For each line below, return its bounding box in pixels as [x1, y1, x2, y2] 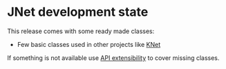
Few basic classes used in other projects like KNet [17, 40, 161, 48]
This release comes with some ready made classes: [7, 27, 155, 35]
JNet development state [7, 4, 149, 20]
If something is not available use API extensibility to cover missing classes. [7, 53, 220, 62]
